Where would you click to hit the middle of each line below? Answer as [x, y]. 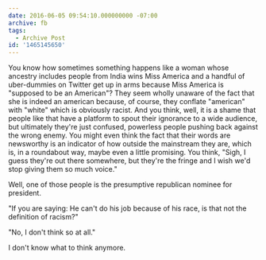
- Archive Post [40, 38]
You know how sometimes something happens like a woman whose [119, 68]
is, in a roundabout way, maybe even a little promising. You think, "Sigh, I [127, 153]
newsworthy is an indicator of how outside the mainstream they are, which [130, 144]
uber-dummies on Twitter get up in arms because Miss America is [116, 85]
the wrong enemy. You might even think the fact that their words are [120, 135]
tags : [17, 30]
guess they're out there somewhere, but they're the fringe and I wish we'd [129, 161]
